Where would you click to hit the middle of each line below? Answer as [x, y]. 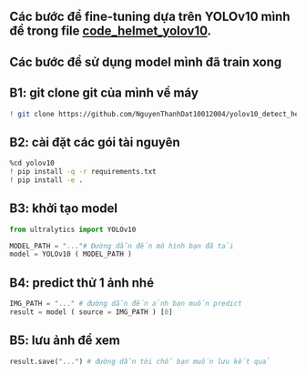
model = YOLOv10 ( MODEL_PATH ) [71, 254]
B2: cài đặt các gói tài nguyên [95, 142]
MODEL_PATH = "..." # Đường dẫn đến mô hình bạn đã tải [122, 246]
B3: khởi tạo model [64, 209]
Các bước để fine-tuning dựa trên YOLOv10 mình [150, 17]
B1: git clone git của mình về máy [104, 93]
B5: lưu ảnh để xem [65, 341]
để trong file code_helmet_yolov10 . [111, 31]
